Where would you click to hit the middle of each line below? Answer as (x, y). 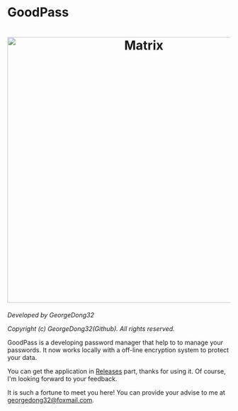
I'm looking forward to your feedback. (62, 379)
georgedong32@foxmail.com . (51, 400)
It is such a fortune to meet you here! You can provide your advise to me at (116, 393)
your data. (22, 358)
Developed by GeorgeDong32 (51, 315)
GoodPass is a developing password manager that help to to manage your (115, 343)
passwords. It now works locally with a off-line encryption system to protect (118, 350)
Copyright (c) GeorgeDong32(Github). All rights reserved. (91, 329)
